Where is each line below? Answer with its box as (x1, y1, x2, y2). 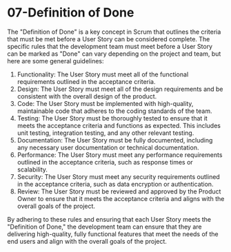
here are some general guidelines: (7, 56, 104, 65)
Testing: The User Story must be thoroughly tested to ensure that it (17, 114, 208, 122)
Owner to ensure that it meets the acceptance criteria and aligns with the (17, 194, 225, 202)
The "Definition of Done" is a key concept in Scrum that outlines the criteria (7, 28, 221, 36)
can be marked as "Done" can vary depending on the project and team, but (7, 50, 221, 58)
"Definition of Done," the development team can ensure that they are (7, 222, 202, 231)
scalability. (17, 165, 48, 174)
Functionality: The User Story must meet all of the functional (17, 70, 189, 78)
